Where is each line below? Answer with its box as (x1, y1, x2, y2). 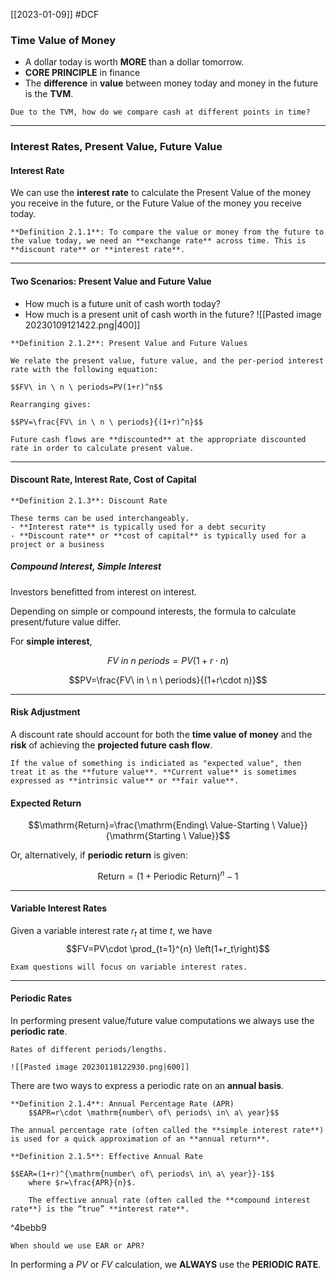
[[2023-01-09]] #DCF (10, 9, 100, 20)
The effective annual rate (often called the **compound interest (28, 1195, 311, 1206)
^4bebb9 (10, 1222, 47, 1234)
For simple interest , (10, 635, 93, 647)
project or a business (10, 539, 105, 549)
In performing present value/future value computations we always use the (10, 1015, 315, 1027)
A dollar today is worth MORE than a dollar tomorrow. (24, 56, 245, 68)
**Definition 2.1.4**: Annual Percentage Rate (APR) (10, 1099, 235, 1109)
